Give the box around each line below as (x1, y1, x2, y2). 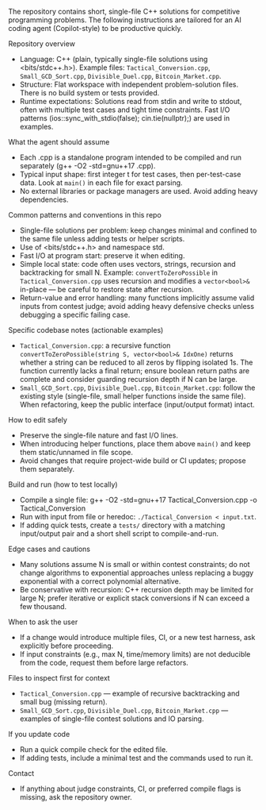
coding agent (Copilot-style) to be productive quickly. (8, 24, 184, 33)
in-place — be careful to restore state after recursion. (19, 285, 194, 294)
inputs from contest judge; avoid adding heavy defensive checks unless (19, 302, 255, 310)
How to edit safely (8, 415, 67, 424)
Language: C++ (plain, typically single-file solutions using (19, 55, 208, 64)
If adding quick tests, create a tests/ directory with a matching (19, 520, 226, 530)
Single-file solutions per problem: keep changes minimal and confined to (19, 226, 257, 235)
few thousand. (19, 602, 67, 611)
